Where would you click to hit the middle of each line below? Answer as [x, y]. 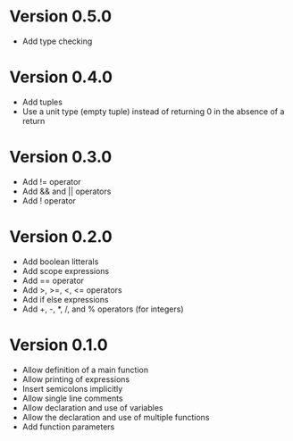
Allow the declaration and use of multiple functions [116, 417]
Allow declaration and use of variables [92, 407]
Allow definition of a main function [85, 370]
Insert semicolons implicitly [72, 388]
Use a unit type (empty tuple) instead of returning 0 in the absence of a [153, 111]
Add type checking [57, 41]
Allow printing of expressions [76, 379]
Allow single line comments [72, 398]
